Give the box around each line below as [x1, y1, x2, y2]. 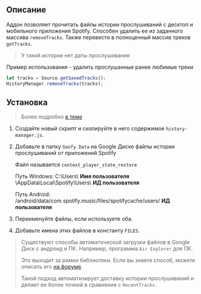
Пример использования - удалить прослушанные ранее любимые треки [6, 63, 194, 70]
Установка [6, 97, 48, 107]
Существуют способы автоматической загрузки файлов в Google [20, 239, 190, 246]
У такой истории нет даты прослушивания [20, 51, 130, 59]
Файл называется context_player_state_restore [14, 161, 137, 168]
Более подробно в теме [20, 113, 82, 120]
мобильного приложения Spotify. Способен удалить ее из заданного [6, 27, 184, 34]
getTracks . [6, 40, 32, 47]
